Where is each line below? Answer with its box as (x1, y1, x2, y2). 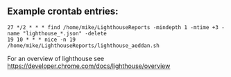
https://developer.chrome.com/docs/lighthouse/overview (7, 62, 171, 70)
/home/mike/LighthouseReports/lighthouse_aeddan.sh (7, 42, 160, 49)
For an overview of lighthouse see (7, 54, 105, 62)
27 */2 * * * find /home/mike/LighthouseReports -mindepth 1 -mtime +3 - (7, 24, 225, 31)
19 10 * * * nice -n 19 (7, 36, 76, 43)
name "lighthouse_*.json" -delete (7, 30, 108, 37)
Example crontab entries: (7, 6, 119, 17)
